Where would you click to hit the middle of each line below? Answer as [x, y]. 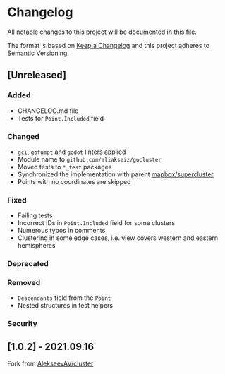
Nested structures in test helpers [65, 306]
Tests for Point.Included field [61, 118]
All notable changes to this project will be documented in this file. [102, 32]
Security [22, 324]
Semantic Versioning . [38, 53]
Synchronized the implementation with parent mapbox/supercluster [115, 174]
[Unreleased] [37, 75]
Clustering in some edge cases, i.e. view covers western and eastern [118, 238]
